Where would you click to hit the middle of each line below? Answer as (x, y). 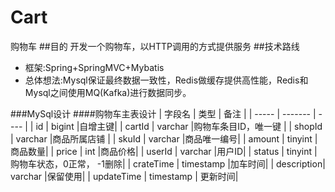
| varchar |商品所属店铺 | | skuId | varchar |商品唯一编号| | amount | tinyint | (164, 138)
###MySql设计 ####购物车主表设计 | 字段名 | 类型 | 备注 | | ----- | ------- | (163, 113)
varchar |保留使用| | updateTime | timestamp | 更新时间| (124, 176)
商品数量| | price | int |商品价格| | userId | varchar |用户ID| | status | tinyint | (164, 151)
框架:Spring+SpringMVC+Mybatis (94, 67)
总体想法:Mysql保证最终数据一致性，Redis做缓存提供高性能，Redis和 (166, 80)
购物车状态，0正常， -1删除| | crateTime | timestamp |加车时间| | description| (168, 163)
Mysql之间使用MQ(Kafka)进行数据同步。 (108, 92)
